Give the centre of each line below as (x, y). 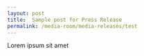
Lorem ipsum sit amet (38, 46)
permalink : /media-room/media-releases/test (72, 26)
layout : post (26, 13)
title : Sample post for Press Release (65, 20)
